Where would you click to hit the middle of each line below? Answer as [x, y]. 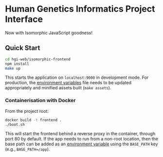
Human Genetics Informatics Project [80, 9]
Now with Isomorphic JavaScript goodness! [49, 33]
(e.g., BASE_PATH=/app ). [27, 149]
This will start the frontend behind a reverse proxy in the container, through [80, 134]
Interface [24, 19]
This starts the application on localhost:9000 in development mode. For [77, 78]
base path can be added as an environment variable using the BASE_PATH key [81, 144]
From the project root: [27, 111]
